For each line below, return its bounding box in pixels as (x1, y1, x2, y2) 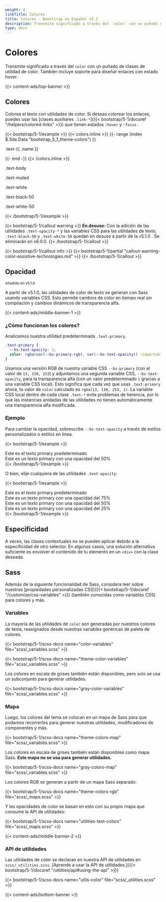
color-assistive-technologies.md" (5, 253, 73, 259)
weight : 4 (5, 7, 26, 12)
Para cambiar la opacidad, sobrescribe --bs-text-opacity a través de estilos (5, 426, 161, 432)
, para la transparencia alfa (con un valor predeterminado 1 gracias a (20, 376, 160, 382)
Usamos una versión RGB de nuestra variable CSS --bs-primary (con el (5, 365, 150, 371)
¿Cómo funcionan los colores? (5, 322, 80, 329)
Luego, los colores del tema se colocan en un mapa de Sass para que (5, 714, 147, 720)
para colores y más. (5, 597, 45, 603)
